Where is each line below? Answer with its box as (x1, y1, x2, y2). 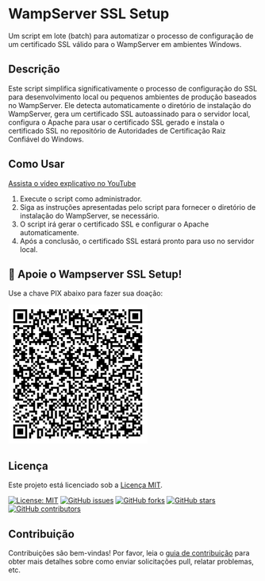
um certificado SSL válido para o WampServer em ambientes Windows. (8, 39, 242, 48)
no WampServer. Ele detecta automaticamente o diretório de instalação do (8, 100, 252, 110)
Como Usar (8, 157, 65, 171)
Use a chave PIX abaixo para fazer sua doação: (8, 289, 163, 298)
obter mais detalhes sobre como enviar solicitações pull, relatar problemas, (8, 557, 254, 566)
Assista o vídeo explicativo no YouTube (8, 178, 136, 188)
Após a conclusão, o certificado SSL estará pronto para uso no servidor (19, 236, 255, 246)
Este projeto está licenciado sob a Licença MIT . (8, 480, 163, 490)
